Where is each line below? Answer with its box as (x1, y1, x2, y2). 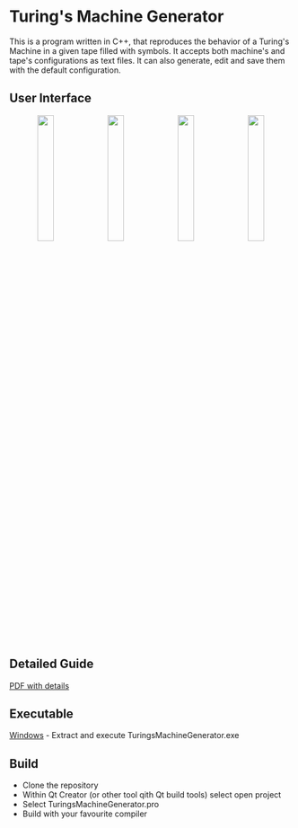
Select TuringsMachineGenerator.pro (22, 799, 160, 810)
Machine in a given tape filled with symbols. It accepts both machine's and (9, 45, 285, 56)
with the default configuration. (9, 65, 121, 75)
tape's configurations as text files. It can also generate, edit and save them (9, 55, 285, 66)
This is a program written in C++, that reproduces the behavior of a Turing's (9, 36, 290, 47)
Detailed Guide (9, 656, 94, 672)
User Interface (9, 91, 92, 106)
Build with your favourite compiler (22, 808, 148, 819)
